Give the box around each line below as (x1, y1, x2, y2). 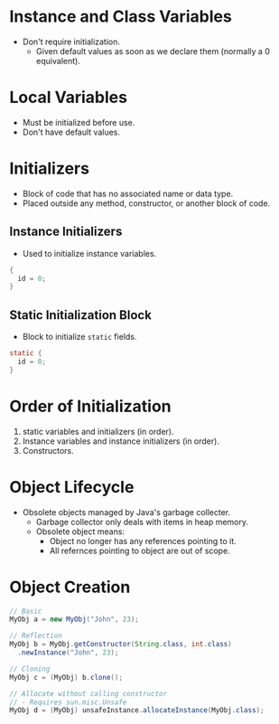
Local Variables (9, 88, 128, 108)
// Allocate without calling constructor (9, 689, 168, 698)
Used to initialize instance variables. (22, 248, 157, 259)
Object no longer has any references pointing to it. (49, 535, 237, 546)
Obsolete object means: (35, 526, 125, 537)
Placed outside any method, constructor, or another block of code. (22, 197, 271, 209)
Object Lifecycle (9, 476, 135, 497)
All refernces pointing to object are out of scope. (49, 545, 230, 556)
